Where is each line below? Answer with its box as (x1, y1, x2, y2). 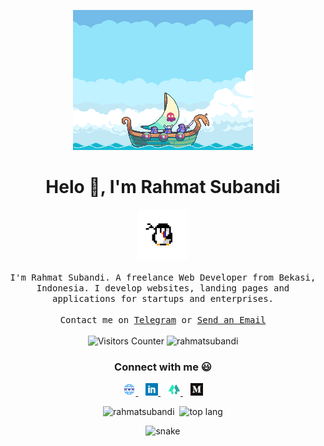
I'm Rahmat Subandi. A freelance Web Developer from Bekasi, (9, 271, 317, 283)
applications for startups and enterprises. (51, 293, 274, 304)
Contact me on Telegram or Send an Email (59, 314, 267, 325)
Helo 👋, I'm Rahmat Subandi (45, 176, 281, 199)
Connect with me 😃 (114, 360, 212, 374)
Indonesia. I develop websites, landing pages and (36, 282, 290, 294)
